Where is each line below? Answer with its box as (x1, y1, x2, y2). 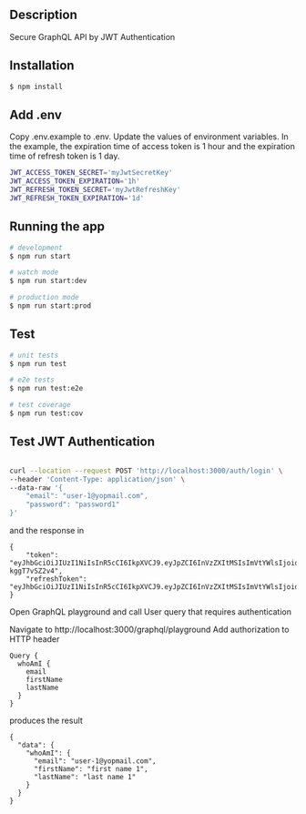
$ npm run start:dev (9, 277, 88, 286)
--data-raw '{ (9, 483, 64, 493)
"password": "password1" (25, 500, 120, 509)
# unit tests (9, 351, 59, 360)
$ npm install (9, 82, 64, 91)
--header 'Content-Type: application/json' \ (9, 474, 185, 483)
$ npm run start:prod (9, 301, 92, 310)
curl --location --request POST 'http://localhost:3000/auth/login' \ (9, 466, 283, 475)
